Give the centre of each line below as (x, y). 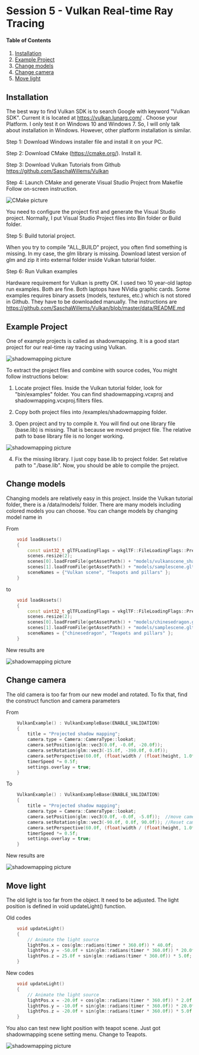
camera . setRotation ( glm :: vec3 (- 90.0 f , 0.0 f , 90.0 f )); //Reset (106, 822)
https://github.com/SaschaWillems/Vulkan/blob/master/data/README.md (96, 308)
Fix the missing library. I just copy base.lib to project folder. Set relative (101, 459)
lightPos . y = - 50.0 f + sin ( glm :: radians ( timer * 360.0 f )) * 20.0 (110, 951)
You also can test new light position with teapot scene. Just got (84, 1028)
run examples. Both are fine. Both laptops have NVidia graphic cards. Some (98, 289)
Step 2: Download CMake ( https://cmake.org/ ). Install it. (74, 153)
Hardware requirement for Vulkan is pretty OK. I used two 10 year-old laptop (99, 283)
